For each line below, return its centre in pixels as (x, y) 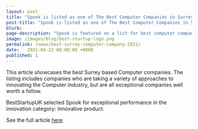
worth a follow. (24, 91)
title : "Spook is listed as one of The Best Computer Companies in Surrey (100, 17)
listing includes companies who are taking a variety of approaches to (90, 78)
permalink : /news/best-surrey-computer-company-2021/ (74, 45)
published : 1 (22, 55)
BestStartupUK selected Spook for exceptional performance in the (86, 102)
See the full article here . (35, 120)
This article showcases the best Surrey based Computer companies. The (95, 72)
